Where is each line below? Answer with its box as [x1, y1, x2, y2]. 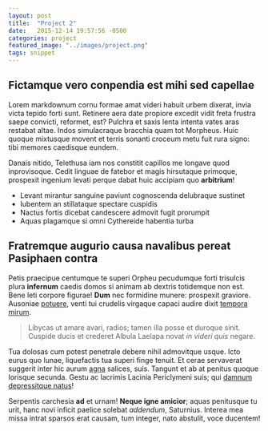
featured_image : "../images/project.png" [8, 42, 149, 50]
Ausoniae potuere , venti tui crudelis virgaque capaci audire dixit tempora [8, 298, 248, 308]
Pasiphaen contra [8, 252, 98, 265]
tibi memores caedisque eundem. [8, 142, 118, 152]
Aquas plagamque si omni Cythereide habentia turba [19, 215, 194, 225]
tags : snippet [8, 49, 56, 57]
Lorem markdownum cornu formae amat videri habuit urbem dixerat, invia [8, 99, 252, 109]
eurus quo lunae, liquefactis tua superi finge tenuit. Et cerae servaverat [8, 355, 242, 365]
